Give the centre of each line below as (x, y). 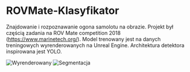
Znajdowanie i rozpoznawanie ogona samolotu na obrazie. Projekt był (90, 27)
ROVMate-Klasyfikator (63, 11)
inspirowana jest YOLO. (34, 51)
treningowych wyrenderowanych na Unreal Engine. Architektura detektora (95, 45)
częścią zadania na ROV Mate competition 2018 (63, 33)
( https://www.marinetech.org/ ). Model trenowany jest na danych (83, 39)
